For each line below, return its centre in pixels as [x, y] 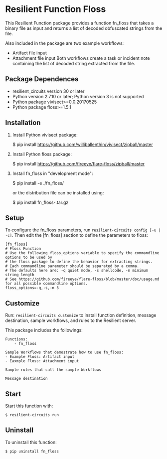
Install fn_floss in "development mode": [53, 173]
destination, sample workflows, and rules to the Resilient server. [71, 320]
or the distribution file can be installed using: [58, 192]
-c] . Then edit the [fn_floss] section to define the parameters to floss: [77, 235]
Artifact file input [30, 53]
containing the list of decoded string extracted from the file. [74, 63]
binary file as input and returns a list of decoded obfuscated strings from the [84, 28]
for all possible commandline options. [47, 284]
